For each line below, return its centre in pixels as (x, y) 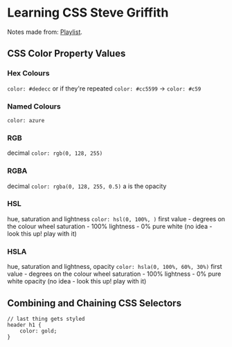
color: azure (26, 120)
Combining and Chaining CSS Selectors (95, 303)
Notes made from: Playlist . (45, 32)
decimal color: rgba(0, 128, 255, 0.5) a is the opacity (87, 186)
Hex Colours (28, 73)
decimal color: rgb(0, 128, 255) (55, 153)
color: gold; (38, 331)
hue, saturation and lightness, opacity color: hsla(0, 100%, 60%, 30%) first (115, 267)
